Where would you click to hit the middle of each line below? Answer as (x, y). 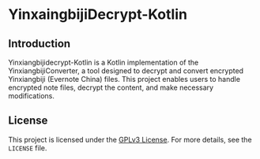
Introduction (40, 44)
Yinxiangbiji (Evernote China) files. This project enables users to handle (124, 79)
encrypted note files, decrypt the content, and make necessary (111, 87)
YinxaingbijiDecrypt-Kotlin (98, 15)
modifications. (32, 96)
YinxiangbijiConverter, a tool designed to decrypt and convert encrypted (126, 71)
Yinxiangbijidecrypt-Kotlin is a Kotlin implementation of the (104, 62)
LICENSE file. (28, 148)
